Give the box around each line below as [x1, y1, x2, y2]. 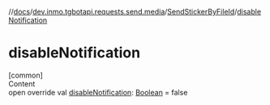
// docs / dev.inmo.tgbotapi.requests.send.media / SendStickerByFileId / [8, 7, 238, 16]
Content [8, 78, 36, 88]
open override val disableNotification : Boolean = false [8, 87, 188, 97]
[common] [8, 70, 43, 80]
